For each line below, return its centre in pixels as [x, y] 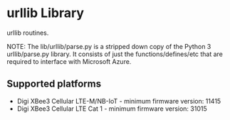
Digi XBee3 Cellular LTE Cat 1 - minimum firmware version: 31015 [112, 109]
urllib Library [46, 13]
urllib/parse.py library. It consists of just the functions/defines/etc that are [115, 54]
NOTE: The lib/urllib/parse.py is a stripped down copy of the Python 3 [109, 46]
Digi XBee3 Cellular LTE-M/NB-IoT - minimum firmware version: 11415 [119, 101]
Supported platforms [54, 84]
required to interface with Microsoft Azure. [69, 61]
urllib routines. [28, 33]
